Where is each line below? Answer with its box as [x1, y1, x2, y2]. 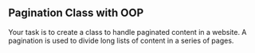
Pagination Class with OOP [8, 6, 144, 20]
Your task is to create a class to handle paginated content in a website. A [8, 27, 247, 36]
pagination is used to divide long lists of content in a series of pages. [8, 36, 234, 45]
